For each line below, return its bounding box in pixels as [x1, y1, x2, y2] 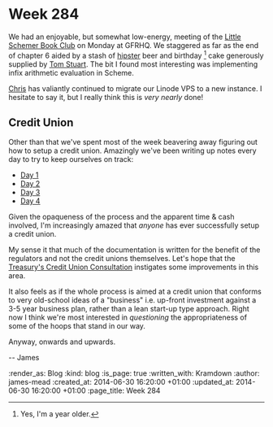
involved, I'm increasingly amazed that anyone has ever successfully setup [8, 220, 260, 230]
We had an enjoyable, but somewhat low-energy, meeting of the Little [8, 32, 241, 41]
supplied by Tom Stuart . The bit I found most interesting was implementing [8, 59, 258, 69]
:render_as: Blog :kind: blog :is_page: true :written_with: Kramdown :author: [8, 368, 260, 378]
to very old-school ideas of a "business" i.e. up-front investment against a [8, 295, 257, 305]
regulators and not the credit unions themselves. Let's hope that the [8, 254, 236, 264]
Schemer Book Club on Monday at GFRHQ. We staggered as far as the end [8, 40, 259, 50]
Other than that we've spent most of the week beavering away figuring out [8, 137, 258, 147]
